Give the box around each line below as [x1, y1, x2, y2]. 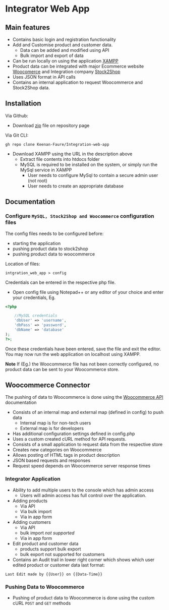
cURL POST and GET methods [12, 600, 71, 606]
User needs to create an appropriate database [27, 182, 124, 189]
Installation [5, 99, 41, 108]
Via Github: [5, 112, 29, 118]
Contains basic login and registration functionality [12, 36, 116, 42]
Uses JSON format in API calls [12, 74, 76, 80]
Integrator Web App [5, 3, 90, 15]
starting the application [12, 240, 61, 246]
